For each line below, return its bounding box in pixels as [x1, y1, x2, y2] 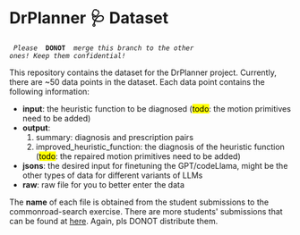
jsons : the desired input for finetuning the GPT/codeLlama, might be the [21, 160, 288, 171]
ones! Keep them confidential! [9, 51, 126, 60]
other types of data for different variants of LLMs [21, 170, 203, 180]
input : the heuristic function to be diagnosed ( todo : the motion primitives [21, 103, 291, 113]
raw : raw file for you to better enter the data [21, 179, 185, 189]
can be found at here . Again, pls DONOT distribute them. [9, 215, 219, 226]
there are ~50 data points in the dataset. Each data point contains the [9, 76, 266, 87]
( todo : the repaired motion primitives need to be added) [35, 150, 242, 162]
